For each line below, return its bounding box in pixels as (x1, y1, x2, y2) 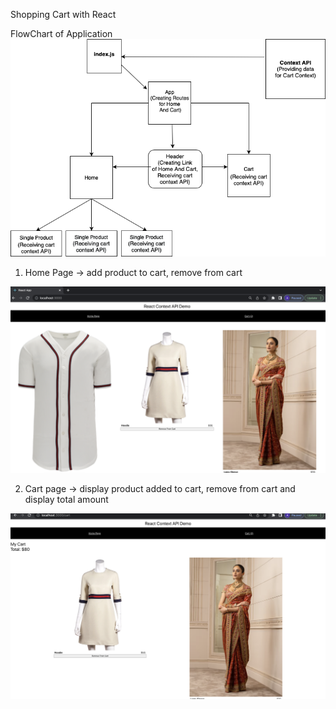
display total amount (24, 493, 109, 505)
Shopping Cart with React (10, 9, 117, 20)
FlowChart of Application (10, 28, 113, 39)
